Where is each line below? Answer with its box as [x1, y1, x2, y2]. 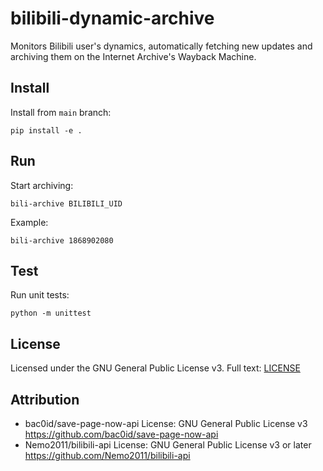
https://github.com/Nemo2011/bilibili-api [24, 450, 191, 461]
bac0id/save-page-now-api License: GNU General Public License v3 [24, 418, 308, 429]
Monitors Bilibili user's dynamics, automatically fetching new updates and [10, 40, 313, 52]
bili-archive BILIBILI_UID [10, 198, 123, 209]
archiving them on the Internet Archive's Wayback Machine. [10, 50, 257, 62]
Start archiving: [10, 179, 74, 191]
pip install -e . [10, 125, 83, 136]
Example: [10, 216, 49, 228]
